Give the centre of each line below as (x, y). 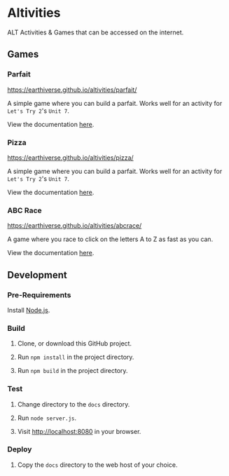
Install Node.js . (29, 310)
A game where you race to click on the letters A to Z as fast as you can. (110, 239)
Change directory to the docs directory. (74, 404)
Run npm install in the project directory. (76, 357)
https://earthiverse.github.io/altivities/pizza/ (71, 157)
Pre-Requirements (39, 294)
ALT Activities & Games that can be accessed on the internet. (96, 32)
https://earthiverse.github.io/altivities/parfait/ (72, 90)
